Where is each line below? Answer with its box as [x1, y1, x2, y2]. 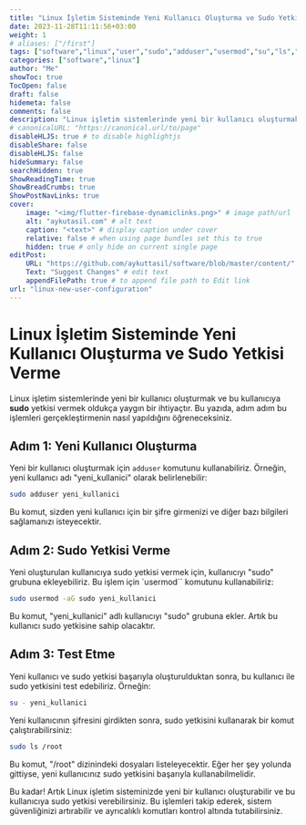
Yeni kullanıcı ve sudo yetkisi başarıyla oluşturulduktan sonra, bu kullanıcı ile [9, 671, 295, 682]
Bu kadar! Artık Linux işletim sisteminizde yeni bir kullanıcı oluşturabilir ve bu [9, 786, 296, 797]
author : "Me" [9, 65, 59, 74]
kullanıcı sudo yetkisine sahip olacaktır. [9, 620, 156, 631]
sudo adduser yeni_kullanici [9, 490, 120, 500]
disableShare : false [9, 140, 88, 150]
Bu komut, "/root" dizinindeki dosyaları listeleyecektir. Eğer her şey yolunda [9, 758, 291, 769]
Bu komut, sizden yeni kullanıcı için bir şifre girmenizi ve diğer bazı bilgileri [9, 507, 289, 518]
